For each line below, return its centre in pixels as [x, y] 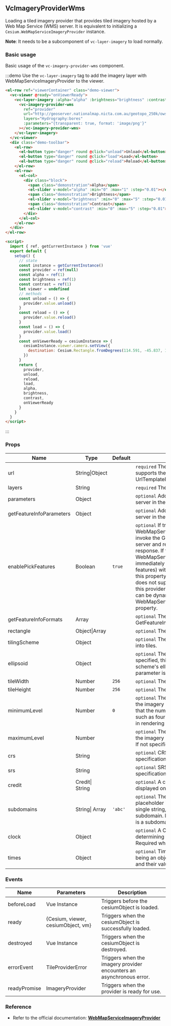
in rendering [150, 723]
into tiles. [146, 645]
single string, [151, 809]
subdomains [22, 809]
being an [146, 857]
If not [142, 744]
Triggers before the [124, 901]
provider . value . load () [48, 332]
